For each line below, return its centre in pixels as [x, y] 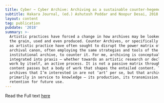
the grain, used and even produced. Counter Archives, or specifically [84, 41]
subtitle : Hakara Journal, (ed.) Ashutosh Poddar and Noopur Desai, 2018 [82, 14]
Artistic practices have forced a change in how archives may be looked [85, 37]
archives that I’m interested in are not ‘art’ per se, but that [77, 73]
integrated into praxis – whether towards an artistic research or [80, 59]
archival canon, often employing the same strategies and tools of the [84, 50]
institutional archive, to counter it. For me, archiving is [73, 55]
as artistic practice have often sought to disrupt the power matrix [82, 46]
